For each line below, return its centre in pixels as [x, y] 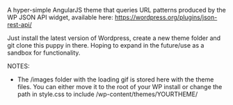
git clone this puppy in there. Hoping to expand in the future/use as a [106, 45]
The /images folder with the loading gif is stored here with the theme [115, 79]
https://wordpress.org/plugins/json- [166, 17]
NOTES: [18, 66]
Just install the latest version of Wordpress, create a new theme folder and [114, 38]
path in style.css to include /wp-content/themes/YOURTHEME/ [107, 94]
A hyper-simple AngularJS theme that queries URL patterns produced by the [116, 10]
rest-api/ [20, 25]
